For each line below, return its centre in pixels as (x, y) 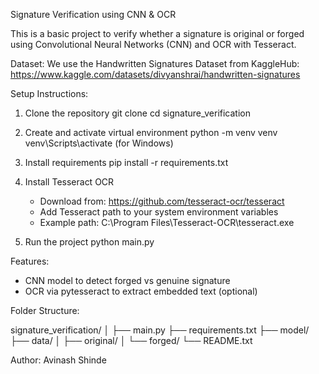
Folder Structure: (45, 310)
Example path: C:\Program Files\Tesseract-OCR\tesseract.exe (167, 222)
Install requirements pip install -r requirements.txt (126, 162)
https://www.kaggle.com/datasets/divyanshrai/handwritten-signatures (155, 74)
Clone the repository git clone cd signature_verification (137, 113)
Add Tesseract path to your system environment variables (159, 212)
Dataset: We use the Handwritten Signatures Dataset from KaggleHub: (155, 63)
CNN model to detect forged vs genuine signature (127, 280)
